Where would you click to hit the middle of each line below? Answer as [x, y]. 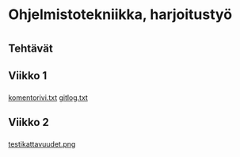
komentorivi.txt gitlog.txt [48, 98]
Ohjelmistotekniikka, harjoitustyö [120, 15]
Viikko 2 [29, 123]
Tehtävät [30, 49]
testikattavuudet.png [42, 144]
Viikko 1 [28, 76]
